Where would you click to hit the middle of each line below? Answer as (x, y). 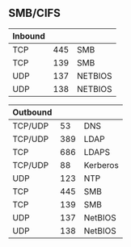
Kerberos (101, 165)
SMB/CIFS (34, 13)
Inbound (29, 36)
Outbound (32, 112)
